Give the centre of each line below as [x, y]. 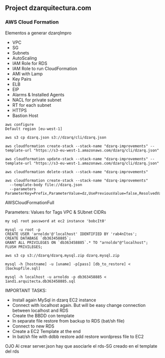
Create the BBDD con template [43, 315]
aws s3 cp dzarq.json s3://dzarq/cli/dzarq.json [56, 137]
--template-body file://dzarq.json [46, 185]
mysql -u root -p [23, 230]
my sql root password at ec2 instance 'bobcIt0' [56, 221]
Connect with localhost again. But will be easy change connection [79, 305]
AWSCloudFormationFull [30, 202]
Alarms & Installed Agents [38, 94]
